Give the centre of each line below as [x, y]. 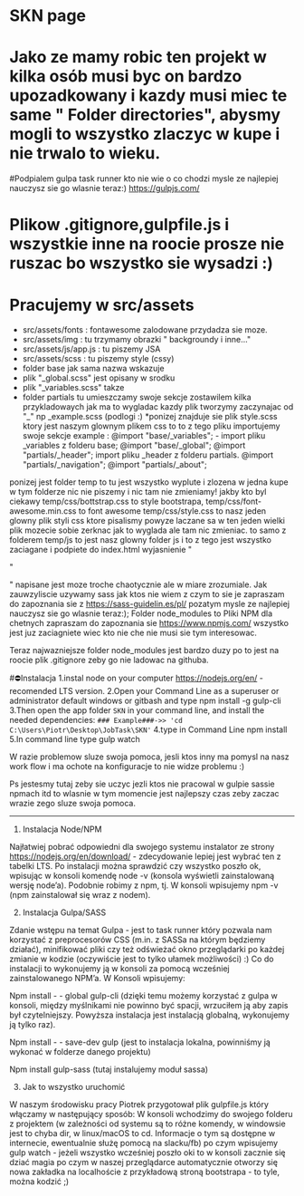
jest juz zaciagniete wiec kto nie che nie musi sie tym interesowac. [133, 633]
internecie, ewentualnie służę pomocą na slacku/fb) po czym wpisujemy [144, 1143]
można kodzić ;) [39, 1182]
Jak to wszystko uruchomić [74, 1087]
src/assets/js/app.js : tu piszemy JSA [91, 349]
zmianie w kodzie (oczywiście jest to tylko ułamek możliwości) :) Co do [142, 959]
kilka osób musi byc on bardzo [126, 77]
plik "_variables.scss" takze [73, 388]
